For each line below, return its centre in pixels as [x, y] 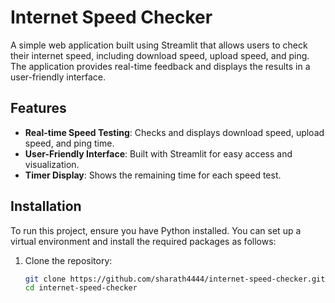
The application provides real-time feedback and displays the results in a [160, 66]
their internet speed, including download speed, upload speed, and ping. [160, 55]
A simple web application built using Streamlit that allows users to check [159, 45]
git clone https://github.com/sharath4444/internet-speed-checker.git [175, 279]
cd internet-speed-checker [81, 288]
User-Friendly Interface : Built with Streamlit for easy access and [158, 153]
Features [38, 108]
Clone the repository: [68, 260]
